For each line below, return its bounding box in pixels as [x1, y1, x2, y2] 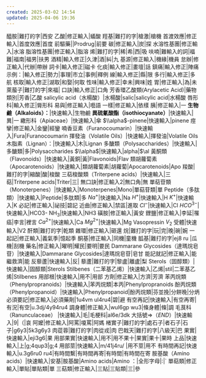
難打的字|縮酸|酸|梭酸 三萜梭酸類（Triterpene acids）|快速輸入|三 [6, 170, 171, 178]
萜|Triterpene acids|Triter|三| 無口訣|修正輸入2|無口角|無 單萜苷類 [6, 178, 172, 185]
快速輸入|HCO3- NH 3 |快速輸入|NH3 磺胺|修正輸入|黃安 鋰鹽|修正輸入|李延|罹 [6, 209, 200, 218]
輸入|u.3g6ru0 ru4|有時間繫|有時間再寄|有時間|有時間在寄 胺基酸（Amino [6, 350, 190, 357]
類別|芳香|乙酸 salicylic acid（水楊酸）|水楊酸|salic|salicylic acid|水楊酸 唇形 [6, 93, 199, 101]
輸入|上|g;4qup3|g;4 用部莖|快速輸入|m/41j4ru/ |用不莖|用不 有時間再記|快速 [6, 342, 197, 350]
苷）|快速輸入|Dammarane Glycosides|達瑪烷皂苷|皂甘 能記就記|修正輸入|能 [6, 250, 197, 258]
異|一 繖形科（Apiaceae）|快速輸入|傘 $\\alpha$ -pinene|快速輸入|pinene [6, 117, 189, 124]
